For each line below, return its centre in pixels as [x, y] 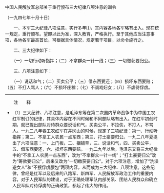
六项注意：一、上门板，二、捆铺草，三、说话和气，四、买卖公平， [87, 143]
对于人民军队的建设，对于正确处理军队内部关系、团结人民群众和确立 [89, 179]
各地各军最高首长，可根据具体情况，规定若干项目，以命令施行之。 [80, 40]
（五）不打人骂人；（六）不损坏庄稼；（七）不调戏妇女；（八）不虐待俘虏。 [79, 87]
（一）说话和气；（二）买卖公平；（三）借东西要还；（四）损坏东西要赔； [84, 81]
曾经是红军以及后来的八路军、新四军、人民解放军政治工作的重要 [85, 173]
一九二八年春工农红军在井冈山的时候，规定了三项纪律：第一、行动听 [89, 131]
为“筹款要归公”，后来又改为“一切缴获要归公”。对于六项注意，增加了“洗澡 [85, 161]
